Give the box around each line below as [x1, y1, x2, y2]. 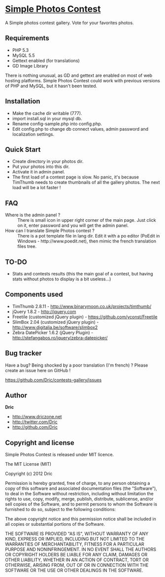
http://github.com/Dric [12, 424, 58, 430]
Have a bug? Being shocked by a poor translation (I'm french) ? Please [5, 362, 148, 368]
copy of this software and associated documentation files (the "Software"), [5, 485, 158, 491]
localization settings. [12, 131, 54, 137]
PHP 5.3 [12, 47, 29, 53]
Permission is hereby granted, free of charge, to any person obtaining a [5, 480, 150, 486]
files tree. [17, 243, 37, 249]
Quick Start [5, 145, 41, 154]
